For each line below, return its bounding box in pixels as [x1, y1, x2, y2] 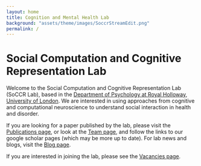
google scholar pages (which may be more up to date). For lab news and [6, 135, 187, 142]
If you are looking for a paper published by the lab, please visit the [6, 122, 171, 129]
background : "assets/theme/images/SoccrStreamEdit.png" [6, 20, 150, 26]
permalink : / [6, 25, 39, 32]
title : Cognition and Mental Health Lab [6, 14, 110, 21]
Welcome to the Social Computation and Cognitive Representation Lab [6, 85, 182, 92]
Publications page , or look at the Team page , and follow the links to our [6, 128, 183, 136]
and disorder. [6, 110, 39, 118]
